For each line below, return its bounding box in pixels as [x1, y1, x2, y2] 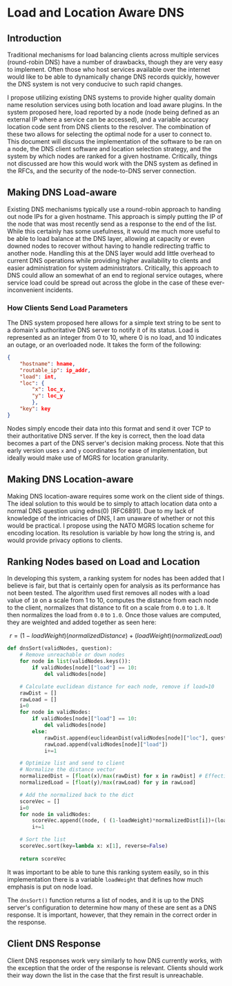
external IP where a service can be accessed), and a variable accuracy [7, 115, 209, 124]
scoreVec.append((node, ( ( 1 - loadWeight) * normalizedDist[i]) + [32, 817, 215, 824]
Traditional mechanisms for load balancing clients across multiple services [7, 50, 220, 59]
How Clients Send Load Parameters [7, 302, 128, 312]
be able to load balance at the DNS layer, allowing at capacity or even [7, 234, 205, 242]
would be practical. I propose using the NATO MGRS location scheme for [7, 521, 214, 530]
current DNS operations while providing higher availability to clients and [7, 256, 211, 264]
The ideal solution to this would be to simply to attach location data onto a [7, 499, 217, 507]
